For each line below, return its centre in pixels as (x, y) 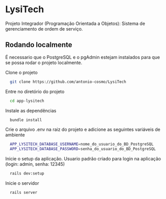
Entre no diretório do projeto (35, 91)
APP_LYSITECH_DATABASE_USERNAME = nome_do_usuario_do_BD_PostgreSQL (82, 144)
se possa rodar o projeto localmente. (44, 63)
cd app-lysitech (27, 101)
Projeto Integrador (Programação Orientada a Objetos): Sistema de (75, 23)
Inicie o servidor (22, 183)
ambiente (15, 135)
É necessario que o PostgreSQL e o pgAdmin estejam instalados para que (83, 57)
